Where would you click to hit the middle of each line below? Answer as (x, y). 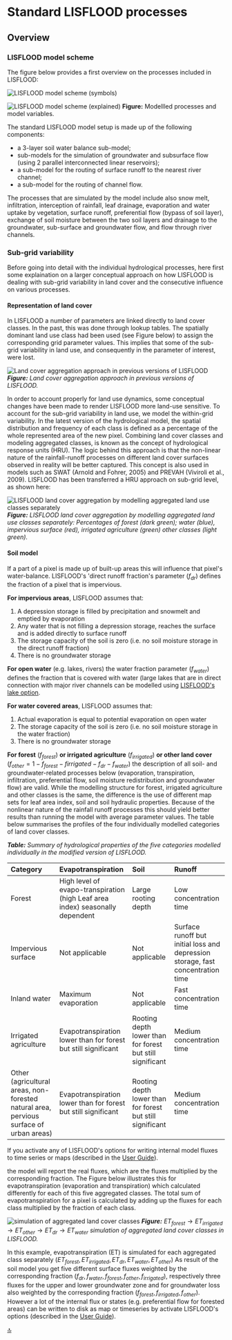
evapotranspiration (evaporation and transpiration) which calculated (104, 1185)
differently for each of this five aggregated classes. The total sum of (104, 1193)
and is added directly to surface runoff (72, 634)
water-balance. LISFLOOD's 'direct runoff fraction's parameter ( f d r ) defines (114, 576)
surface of (28, 1124)
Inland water (31, 998)
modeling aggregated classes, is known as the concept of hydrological (108, 443)
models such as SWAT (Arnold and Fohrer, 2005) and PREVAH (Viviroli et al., (116, 472)
